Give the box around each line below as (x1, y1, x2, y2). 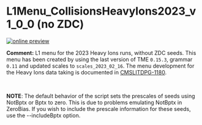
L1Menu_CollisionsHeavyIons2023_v (6, 4, 196, 18)
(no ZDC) (36, 17, 84, 31)
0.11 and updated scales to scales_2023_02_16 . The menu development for (6, 62, 195, 70)
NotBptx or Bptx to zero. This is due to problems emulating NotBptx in (6, 99, 182, 106)
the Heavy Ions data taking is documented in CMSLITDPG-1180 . (6, 68, 167, 76)
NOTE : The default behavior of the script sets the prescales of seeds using (6, 92, 195, 99)
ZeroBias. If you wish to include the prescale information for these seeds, (6, 105, 191, 112)
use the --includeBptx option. (6, 112, 81, 119)
